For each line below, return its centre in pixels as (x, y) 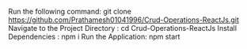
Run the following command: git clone (70, 11)
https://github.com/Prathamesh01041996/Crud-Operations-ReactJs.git (124, 20)
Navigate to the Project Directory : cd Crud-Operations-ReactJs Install (123, 28)
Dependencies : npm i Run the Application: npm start (94, 36)
